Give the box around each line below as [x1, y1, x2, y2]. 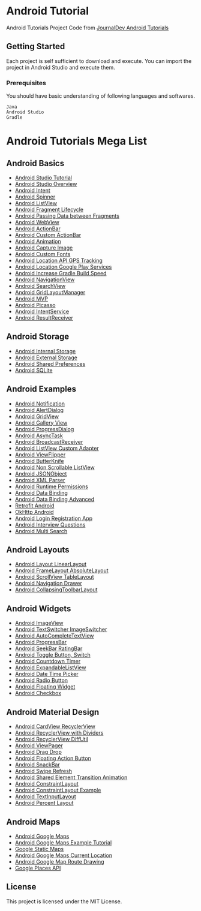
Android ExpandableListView [14, 664, 86, 671]
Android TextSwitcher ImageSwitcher [14, 626, 107, 633]
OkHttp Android [14, 508, 54, 515]
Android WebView [14, 219, 60, 226]
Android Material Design [6, 706, 100, 717]
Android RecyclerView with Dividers [14, 729, 104, 736]
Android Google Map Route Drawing [14, 858, 104, 865]
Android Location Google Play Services [14, 263, 112, 270]
